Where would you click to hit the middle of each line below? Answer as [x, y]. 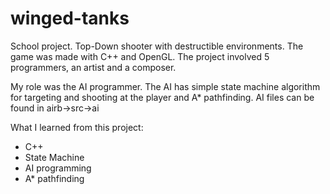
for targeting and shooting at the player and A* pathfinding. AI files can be [162, 97]
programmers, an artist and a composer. [93, 67]
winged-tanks [70, 18]
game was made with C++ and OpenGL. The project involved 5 [140, 56]
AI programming [58, 168]
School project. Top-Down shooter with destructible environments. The [157, 46]
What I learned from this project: [77, 127]
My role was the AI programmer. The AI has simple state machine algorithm [165, 86]
